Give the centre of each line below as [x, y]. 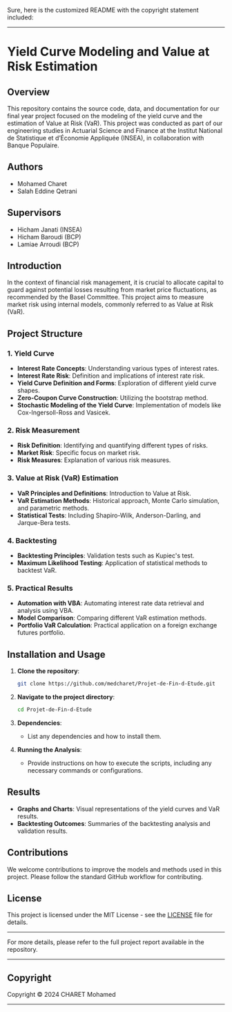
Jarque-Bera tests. [44, 522]
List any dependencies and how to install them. [94, 736]
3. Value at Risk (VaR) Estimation [63, 478]
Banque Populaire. [33, 145]
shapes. [28, 391]
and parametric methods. [53, 508]
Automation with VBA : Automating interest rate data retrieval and [110, 603]
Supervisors [34, 213]
